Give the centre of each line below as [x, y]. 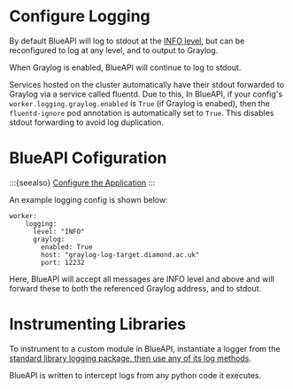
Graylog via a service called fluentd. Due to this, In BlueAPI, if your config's [146, 94]
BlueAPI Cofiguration [88, 158]
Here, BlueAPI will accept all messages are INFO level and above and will [142, 279]
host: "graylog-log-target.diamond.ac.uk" [120, 254]
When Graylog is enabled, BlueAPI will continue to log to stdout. [125, 67]
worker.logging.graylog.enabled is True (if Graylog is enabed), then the [139, 103]
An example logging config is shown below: [89, 199]
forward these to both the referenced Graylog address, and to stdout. [135, 288]
